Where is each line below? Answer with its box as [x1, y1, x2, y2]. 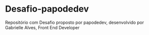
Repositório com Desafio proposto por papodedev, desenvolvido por [5, 19, 144, 25]
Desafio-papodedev [5, 3, 89, 15]
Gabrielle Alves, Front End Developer [5, 24, 80, 30]
